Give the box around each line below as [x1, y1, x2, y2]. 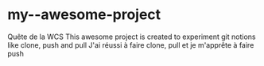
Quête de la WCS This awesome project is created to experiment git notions [7, 32, 256, 41]
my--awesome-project [7, 6, 161, 24]
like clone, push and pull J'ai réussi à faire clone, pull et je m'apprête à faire [7, 40, 254, 49]
